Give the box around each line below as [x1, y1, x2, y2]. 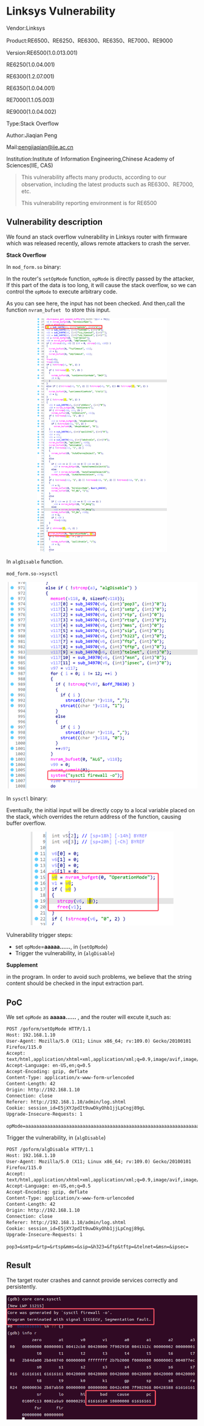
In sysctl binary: [6, 795, 48, 802]
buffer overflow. [6, 819, 47, 827]
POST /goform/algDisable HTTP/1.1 [6, 1147, 94, 1153]
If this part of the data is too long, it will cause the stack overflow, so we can [6, 281, 197, 288]
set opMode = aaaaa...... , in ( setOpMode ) [15, 943, 108, 950]
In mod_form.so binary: [6, 263, 62, 270]
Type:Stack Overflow [6, 120, 59, 127]
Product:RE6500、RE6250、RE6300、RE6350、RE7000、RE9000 [6, 37, 173, 44]
